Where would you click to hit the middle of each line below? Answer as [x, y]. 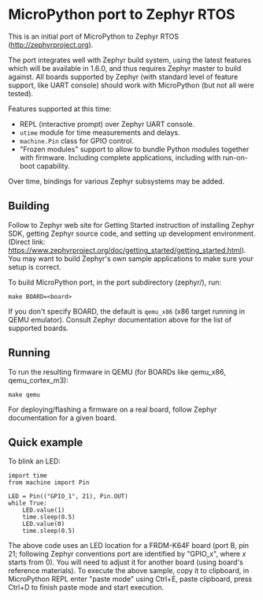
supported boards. [38, 328]
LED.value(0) [44, 524]
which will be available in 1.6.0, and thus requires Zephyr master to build [125, 68]
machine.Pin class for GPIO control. [76, 140]
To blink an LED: [35, 461]
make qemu [24, 395]
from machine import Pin [49, 483]
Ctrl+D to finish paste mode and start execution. [86, 587]
